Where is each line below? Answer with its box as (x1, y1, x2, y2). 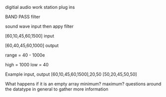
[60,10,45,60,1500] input (5, 33, 55, 39)
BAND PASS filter (5, 14, 41, 19)
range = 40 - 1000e (5, 52, 45, 58)
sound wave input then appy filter (5, 23, 74, 29)
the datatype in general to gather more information (5, 86, 109, 92)
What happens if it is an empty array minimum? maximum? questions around (5, 81, 162, 87)
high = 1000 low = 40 (5, 62, 49, 67)
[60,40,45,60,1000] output (5, 43, 59, 48)
